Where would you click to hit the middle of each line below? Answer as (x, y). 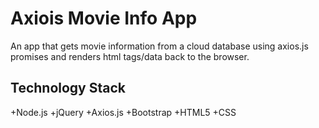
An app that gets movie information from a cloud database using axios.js (159, 46)
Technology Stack (68, 88)
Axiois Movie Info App (104, 18)
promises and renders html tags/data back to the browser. (130, 56)
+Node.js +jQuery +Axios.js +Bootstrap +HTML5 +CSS (123, 112)
